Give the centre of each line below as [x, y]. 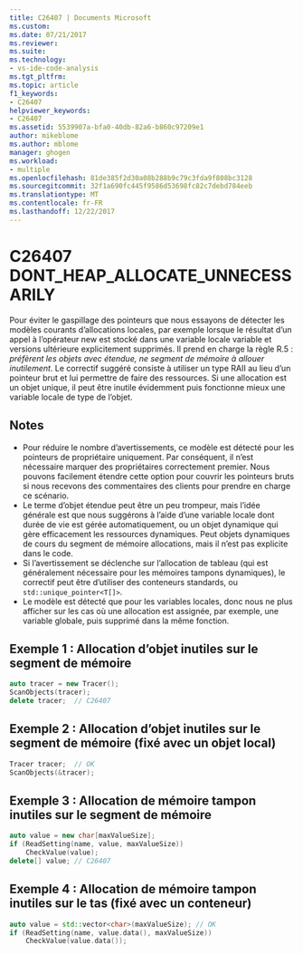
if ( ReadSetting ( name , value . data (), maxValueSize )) [111, 933]
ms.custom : [30, 26]
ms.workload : [34, 161]
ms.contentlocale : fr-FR [56, 203]
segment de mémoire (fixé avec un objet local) [143, 743]
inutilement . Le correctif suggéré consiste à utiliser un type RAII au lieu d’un [150, 368]
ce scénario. [46, 496]
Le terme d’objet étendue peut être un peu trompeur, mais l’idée [141, 505]
